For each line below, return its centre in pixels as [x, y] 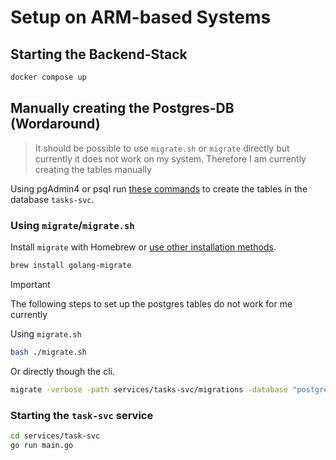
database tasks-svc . [52, 199]
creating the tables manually [93, 169]
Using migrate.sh [46, 333]
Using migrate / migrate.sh [72, 225]
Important [30, 284]
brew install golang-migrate [71, 265]
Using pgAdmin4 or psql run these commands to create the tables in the [159, 188]
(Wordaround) [55, 124]
